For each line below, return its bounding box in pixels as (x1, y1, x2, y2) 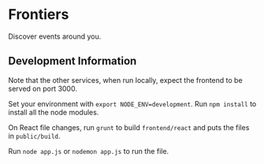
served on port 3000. (8, 84, 77, 93)
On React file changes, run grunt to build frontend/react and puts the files (8, 122, 250, 132)
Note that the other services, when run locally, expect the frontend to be (8, 75, 243, 84)
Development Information (8, 54, 137, 68)
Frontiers (8, 6, 69, 24)
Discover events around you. (8, 32, 102, 41)
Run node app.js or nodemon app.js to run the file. (8, 146, 169, 155)
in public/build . (8, 131, 61, 140)
